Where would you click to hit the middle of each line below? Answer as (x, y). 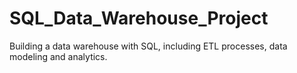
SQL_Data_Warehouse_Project (139, 18)
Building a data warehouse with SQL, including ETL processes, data (148, 46)
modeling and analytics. (58, 56)
